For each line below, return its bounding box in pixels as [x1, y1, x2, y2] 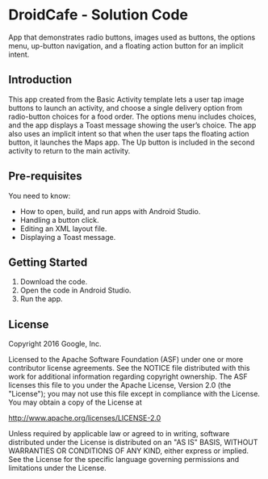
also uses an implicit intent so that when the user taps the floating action [8, 128, 249, 138]
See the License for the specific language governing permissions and [8, 455, 240, 464]
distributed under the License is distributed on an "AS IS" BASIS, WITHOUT [8, 438, 258, 447]
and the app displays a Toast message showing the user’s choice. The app [8, 120, 257, 130]
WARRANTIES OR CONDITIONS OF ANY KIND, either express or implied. [8, 446, 249, 456]
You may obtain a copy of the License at [8, 397, 143, 407]
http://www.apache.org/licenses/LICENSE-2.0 [8, 414, 161, 423]
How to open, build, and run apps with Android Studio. [19, 206, 201, 216]
